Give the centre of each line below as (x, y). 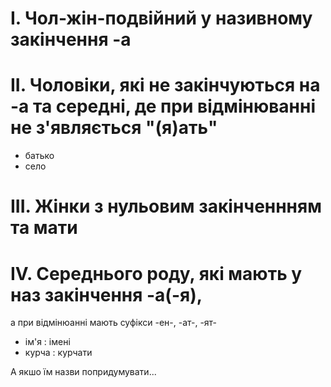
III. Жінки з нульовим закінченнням (166, 206)
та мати (44, 228)
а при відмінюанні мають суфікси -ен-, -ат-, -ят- (113, 323)
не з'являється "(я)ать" (114, 128)
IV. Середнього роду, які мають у (156, 273)
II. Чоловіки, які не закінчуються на (165, 85)
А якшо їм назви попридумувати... (83, 372)
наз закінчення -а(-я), (106, 294)
